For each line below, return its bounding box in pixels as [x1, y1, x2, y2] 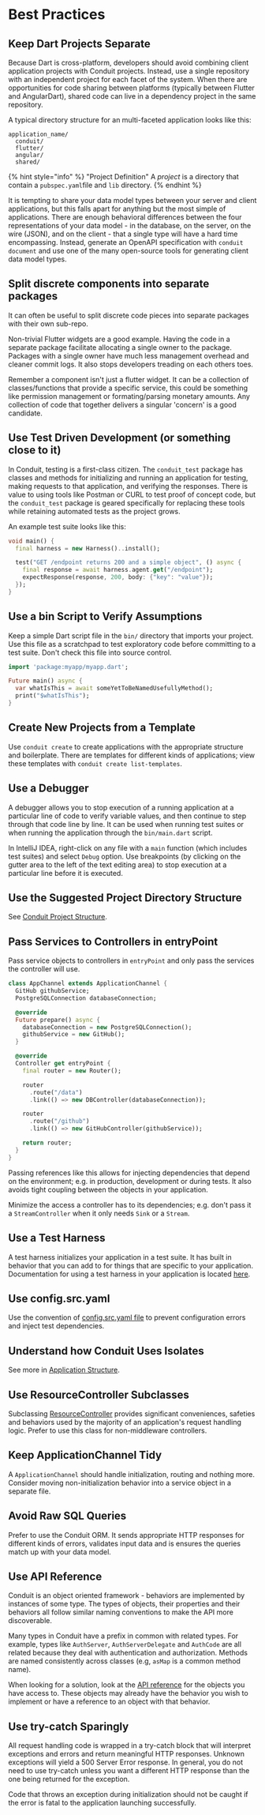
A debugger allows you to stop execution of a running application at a [8, 802, 234, 812]
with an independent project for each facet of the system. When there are [8, 75, 248, 84]
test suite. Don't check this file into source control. [8, 648, 172, 657]
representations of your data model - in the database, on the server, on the [8, 221, 252, 230]
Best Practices [8, 6, 106, 24]
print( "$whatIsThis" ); [15, 692, 90, 700]
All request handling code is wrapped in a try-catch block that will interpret [8, 1741, 252, 1750]
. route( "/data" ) [28, 1088, 83, 1096]
